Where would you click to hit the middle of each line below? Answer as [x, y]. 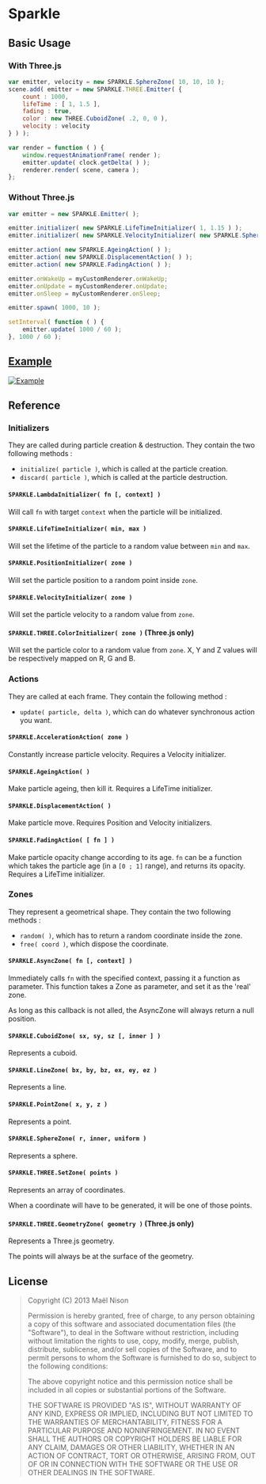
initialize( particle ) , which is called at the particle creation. [123, 469]
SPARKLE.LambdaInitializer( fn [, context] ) [84, 495]
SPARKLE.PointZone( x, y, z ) [58, 1105]
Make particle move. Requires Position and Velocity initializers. [110, 823]
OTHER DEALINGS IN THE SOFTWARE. [91, 1473]
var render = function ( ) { [56, 147]
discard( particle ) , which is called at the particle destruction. [123, 478]
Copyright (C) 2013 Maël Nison [78, 1300]
